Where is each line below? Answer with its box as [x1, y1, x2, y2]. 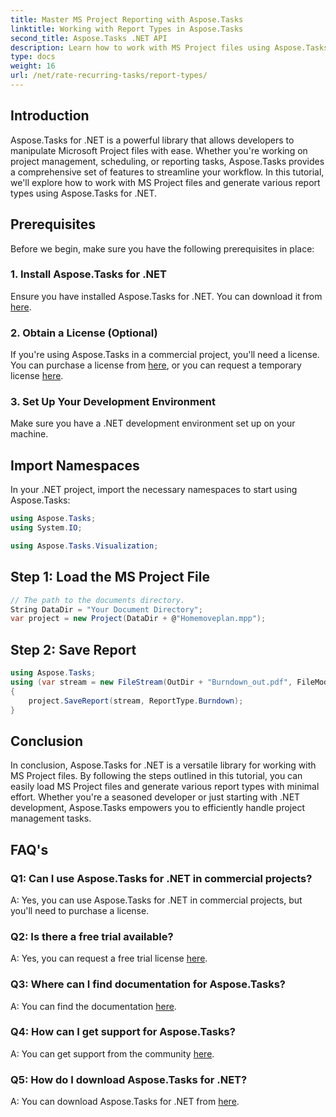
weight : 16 [10, 61, 56, 71]
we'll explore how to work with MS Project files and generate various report [10, 176, 321, 188]
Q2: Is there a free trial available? [10, 929, 174, 943]
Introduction [10, 107, 90, 125]
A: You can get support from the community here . [10, 1047, 215, 1060]
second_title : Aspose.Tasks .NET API [10, 33, 168, 43]
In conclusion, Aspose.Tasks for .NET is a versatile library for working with [10, 759, 317, 771]
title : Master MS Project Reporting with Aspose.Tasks [10, 14, 244, 25]
